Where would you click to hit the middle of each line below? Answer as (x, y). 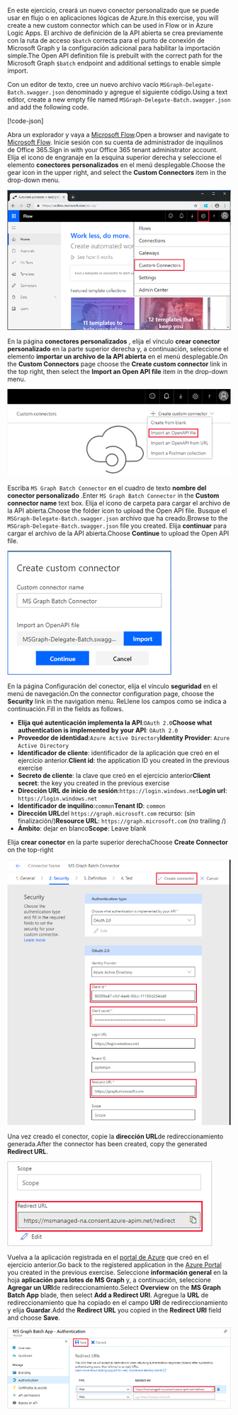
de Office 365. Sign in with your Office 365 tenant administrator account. (113, 150)
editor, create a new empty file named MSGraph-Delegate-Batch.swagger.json (119, 100)
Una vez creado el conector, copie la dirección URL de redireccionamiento (115, 1136)
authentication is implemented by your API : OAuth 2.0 (98, 730)
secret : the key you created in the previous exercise (93, 783)
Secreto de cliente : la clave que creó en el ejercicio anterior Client (114, 776)
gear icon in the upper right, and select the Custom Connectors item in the (117, 172)
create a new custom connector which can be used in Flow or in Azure (110, 25)
